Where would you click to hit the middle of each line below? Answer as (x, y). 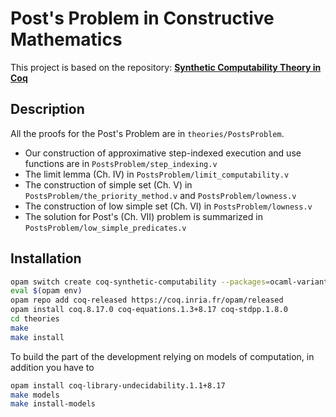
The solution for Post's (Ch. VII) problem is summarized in (143, 216)
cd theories (35, 319)
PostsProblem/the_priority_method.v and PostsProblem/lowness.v (160, 195)
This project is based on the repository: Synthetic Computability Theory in (166, 67)
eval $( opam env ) (46, 291)
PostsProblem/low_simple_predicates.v (105, 228)
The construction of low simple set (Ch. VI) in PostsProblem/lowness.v (168, 206)
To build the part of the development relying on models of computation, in (162, 356)
